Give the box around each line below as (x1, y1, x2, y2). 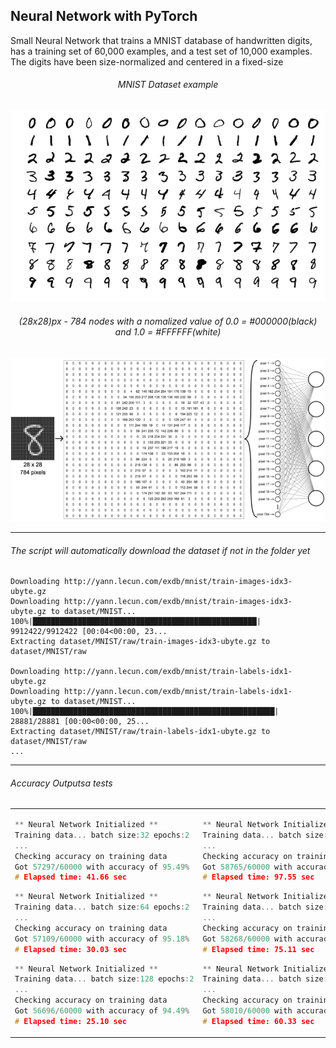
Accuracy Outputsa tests (10, 777, 113, 789)
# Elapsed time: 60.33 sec (202, 1016, 315, 1026)
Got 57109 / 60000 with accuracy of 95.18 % (14, 934, 190, 944)
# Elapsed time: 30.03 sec (14, 944, 127, 954)
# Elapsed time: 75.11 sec (202, 944, 315, 954)
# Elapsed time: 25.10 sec (14, 1016, 127, 1026)
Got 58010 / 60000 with (202, 1006, 293, 1016)
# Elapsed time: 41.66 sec (14, 872, 127, 883)
